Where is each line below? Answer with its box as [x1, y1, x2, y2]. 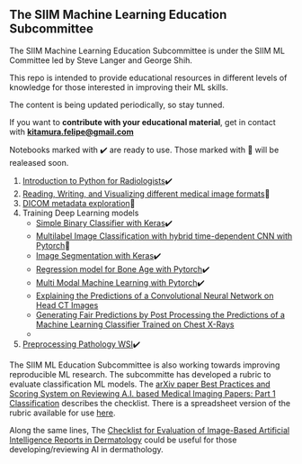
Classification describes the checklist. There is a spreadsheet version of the [9, 397, 290, 408]
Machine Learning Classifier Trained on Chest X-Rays [35, 319, 235, 330]
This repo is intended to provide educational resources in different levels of [9, 72, 288, 83]
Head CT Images [35, 299, 99, 310]
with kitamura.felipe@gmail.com [9, 126, 134, 137]
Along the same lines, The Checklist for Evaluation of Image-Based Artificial [9, 424, 290, 435]
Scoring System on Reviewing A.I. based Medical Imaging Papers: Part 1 [9, 387, 276, 399]
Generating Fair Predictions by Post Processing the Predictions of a [35, 309, 286, 320]
